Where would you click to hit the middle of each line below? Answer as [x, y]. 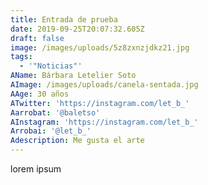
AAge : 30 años [40, 94]
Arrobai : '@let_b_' [51, 131]
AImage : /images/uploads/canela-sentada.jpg [104, 85]
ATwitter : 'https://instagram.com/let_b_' [100, 103]
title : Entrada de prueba [64, 19]
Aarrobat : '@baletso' [55, 112]
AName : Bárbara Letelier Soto [73, 76]
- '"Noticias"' [51, 66]
